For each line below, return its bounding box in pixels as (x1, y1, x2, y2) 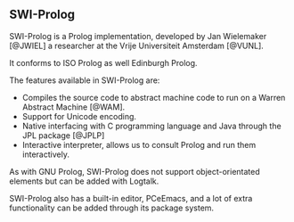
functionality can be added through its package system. (9, 202, 215, 213)
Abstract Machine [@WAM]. (21, 102, 126, 112)
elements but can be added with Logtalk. (9, 176, 159, 186)
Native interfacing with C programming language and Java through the (21, 120, 282, 131)
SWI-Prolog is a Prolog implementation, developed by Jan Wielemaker (9, 30, 267, 41)
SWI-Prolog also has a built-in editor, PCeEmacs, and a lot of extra (9, 193, 253, 203)
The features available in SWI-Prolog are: (9, 75, 160, 86)
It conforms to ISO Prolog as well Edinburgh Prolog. (9, 57, 198, 68)
